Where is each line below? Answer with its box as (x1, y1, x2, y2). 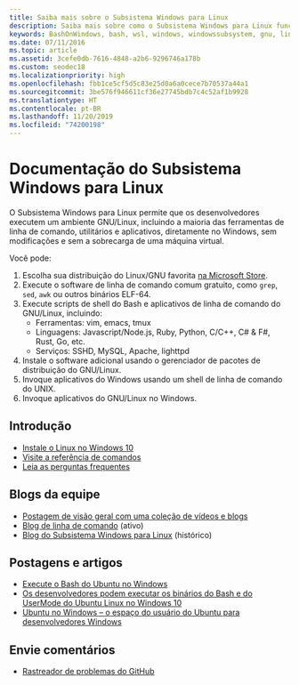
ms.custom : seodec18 (9, 63, 86, 72)
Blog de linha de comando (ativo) (21, 520, 144, 530)
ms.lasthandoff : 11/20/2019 (9, 112, 114, 121)
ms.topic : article (9, 46, 77, 55)
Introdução (9, 419, 72, 434)
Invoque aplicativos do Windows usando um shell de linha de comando (21, 374, 283, 384)
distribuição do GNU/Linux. (21, 364, 122, 375)
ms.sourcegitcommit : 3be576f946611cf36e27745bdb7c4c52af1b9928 (9, 87, 249, 96)
